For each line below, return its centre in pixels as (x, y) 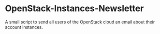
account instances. (24, 27)
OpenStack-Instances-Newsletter (74, 8)
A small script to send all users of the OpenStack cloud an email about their (80, 22)
